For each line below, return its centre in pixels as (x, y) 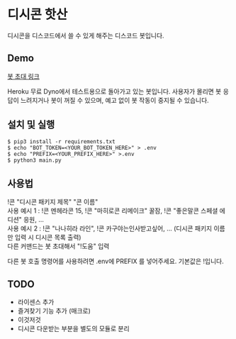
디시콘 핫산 (38, 15)
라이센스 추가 (36, 302)
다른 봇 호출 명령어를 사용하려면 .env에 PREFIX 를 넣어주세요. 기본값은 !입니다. (116, 261)
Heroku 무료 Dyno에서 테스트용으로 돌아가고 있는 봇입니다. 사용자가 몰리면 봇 (114, 91)
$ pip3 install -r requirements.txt (61, 141)
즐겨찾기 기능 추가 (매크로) (54, 311)
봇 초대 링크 (24, 76)
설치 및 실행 (31, 125)
